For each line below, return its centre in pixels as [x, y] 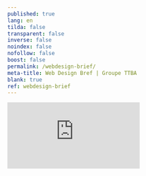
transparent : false [36, 34]
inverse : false [30, 40]
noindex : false [30, 47]
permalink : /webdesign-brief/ [52, 66]
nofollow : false [31, 54]
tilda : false [26, 27]
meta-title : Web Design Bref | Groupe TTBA [72, 73]
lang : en [20, 20]
